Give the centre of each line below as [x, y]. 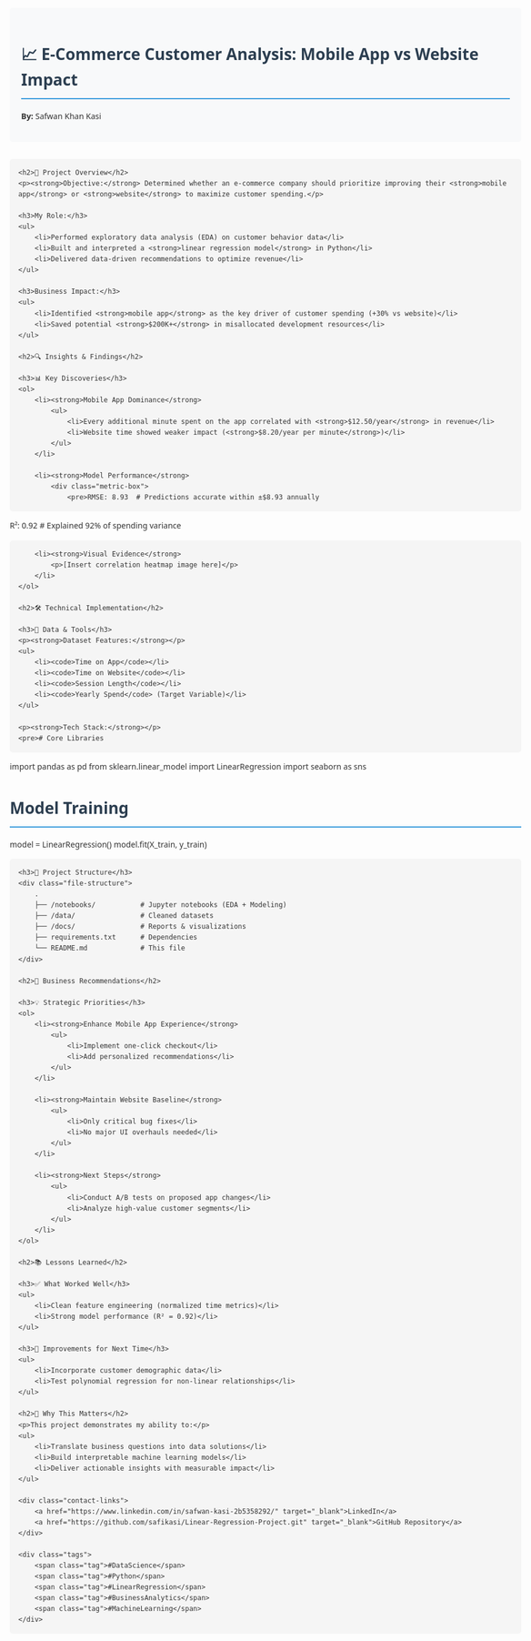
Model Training [69, 808]
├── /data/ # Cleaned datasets [124, 916]
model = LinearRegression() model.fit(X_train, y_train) [108, 844]
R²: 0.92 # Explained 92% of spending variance [95, 526]
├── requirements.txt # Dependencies [115, 938]
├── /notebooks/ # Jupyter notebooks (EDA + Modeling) [160, 905]
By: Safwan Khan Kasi [61, 116]
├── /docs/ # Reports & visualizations [140, 927]
